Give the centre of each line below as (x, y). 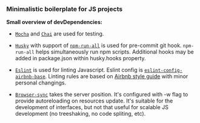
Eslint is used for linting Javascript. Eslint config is (79, 70)
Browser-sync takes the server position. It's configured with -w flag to (102, 95)
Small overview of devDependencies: (55, 22)
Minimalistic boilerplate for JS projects (65, 9)
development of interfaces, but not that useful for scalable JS (92, 107)
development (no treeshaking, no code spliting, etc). (80, 114)
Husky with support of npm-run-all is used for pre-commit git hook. (98, 46)
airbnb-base (30, 77)
